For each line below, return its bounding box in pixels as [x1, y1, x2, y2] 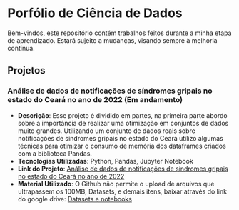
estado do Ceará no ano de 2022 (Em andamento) [7, 95, 183, 105]
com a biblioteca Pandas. [17, 149, 93, 158]
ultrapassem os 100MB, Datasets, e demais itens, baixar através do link [17, 187, 227, 196]
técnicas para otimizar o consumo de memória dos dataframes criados [17, 141, 226, 150]
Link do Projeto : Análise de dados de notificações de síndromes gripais [17, 164, 228, 173]
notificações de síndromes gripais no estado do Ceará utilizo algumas [17, 134, 223, 142]
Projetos [7, 64, 46, 76]
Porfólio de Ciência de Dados [7, 5, 183, 21]
